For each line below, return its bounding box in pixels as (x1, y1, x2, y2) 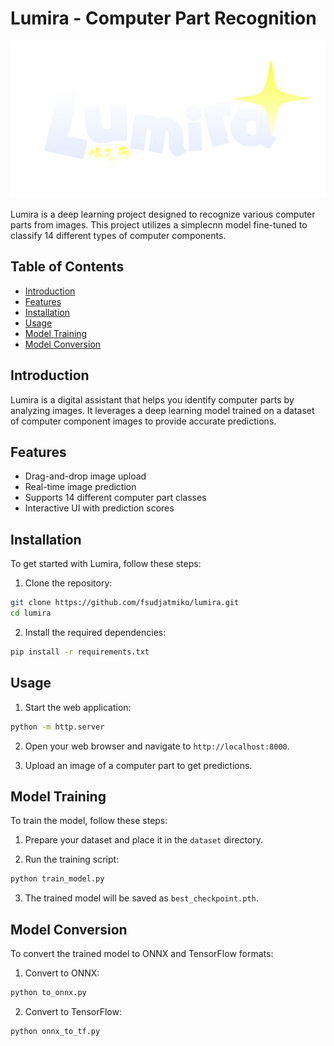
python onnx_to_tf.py (10, 1026, 101, 1036)
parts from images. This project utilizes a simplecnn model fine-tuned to (10, 218, 308, 231)
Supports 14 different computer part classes (24, 492, 207, 504)
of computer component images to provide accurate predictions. (10, 415, 277, 427)
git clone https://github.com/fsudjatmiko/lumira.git (10, 598, 240, 608)
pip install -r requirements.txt (10, 647, 150, 657)
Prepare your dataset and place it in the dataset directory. (24, 834, 264, 846)
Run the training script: (24, 853, 120, 866)
